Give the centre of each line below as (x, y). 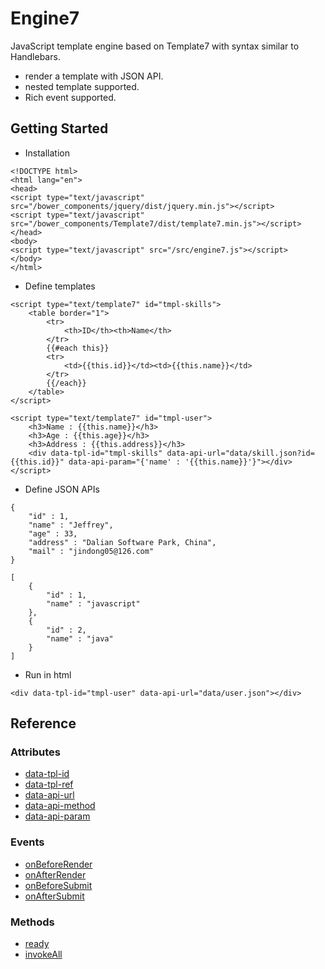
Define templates (60, 286)
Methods (32, 922)
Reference (43, 723)
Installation (47, 153)
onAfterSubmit (54, 896)
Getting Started (59, 128)
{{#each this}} (78, 348)
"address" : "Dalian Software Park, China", (122, 542)
